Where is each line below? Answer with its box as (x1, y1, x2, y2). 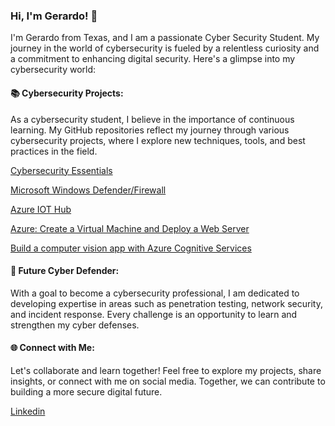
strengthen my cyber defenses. (10, 319, 140, 331)
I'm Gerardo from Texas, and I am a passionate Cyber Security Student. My (10, 32, 320, 44)
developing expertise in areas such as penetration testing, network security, (10, 297, 323, 309)
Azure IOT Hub (10, 203, 72, 215)
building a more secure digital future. (10, 385, 163, 398)
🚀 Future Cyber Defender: (10, 265, 120, 277)
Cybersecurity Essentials (10, 164, 113, 176)
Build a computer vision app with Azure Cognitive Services (10, 242, 252, 254)
